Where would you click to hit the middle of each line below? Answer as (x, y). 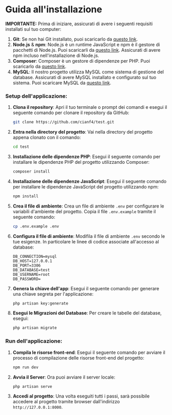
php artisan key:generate (40, 303)
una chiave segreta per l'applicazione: (53, 294)
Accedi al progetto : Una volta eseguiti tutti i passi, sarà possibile (81, 396)
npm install (25, 196)
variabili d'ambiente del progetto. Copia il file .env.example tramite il (84, 211)
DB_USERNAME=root (31, 274)
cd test (21, 147)
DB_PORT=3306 (27, 266)
